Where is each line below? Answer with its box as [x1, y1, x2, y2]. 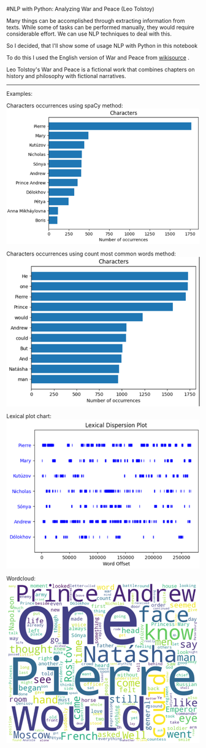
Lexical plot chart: [6, 413, 52, 420]
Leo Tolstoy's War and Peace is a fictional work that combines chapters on [6, 66, 195, 73]
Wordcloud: [6, 574, 36, 582]
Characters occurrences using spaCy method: [6, 102, 123, 109]
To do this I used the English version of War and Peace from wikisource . [6, 54, 190, 61]
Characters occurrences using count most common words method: [6, 250, 177, 257]
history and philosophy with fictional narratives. [6, 72, 127, 79]
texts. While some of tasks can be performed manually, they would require [6, 24, 194, 31]
